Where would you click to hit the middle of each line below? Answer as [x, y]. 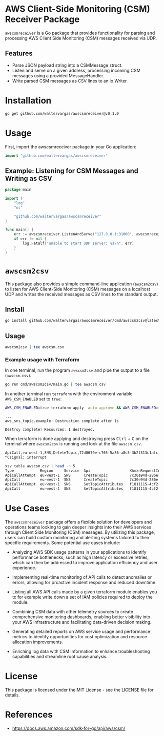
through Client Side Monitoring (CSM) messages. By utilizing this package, [80, 532]
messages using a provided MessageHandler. [58, 75]
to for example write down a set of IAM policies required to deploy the [82, 597]
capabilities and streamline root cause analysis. [60, 656]
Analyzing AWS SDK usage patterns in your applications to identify [79, 552]
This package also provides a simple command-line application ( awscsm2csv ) [82, 284]
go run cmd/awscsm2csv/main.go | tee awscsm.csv [55, 384]
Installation [28, 100]
